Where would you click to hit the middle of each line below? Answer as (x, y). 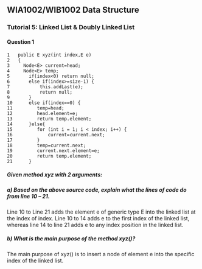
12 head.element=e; (43, 113)
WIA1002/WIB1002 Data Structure (73, 10)
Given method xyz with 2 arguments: (55, 175)
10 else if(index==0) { (44, 103)
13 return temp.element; (49, 119)
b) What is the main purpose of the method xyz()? (71, 239)
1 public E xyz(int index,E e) (49, 55)
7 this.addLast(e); (45, 87)
